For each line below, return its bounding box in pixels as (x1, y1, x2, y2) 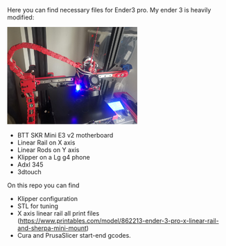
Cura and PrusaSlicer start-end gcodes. (17, 231, 132, 239)
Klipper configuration (17, 195, 78, 202)
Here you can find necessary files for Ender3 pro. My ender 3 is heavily (7, 6, 211, 14)
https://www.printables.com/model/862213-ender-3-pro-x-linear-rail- (19, 217, 220, 225)
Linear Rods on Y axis (17, 146, 80, 154)
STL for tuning (17, 202, 59, 210)
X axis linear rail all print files (17, 209, 100, 217)
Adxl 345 (17, 160, 44, 169)
